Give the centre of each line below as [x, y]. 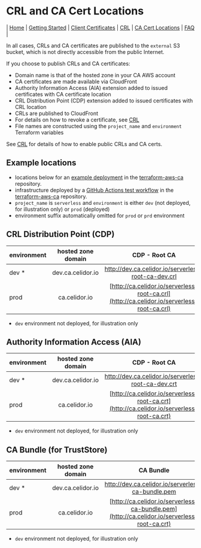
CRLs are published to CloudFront [57, 113]
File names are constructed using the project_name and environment [98, 126]
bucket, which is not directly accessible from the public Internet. [85, 52]
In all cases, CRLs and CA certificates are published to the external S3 [93, 46]
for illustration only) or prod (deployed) [62, 209]
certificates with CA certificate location [63, 94]
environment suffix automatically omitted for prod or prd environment [100, 215]
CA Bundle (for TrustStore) [57, 449]
